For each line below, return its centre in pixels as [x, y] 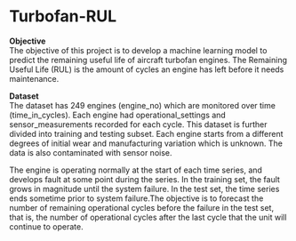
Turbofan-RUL [63, 16]
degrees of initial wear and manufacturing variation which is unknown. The [146, 143]
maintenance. [34, 78]
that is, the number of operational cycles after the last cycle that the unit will [148, 217]
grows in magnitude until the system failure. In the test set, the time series [144, 189]
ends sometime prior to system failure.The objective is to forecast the [136, 198]
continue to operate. [46, 226]
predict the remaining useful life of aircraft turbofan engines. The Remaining [148, 60]
